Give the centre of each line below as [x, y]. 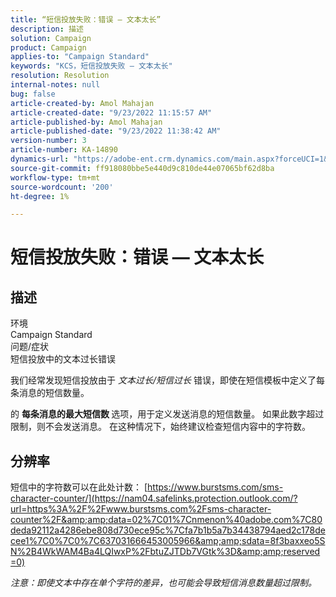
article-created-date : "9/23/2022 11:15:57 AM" [111, 112]
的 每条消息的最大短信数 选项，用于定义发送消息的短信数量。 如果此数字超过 [167, 414]
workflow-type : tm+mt [55, 177]
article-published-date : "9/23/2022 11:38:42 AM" [116, 131]
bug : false [33, 94]
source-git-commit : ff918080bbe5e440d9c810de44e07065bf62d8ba [142, 168]
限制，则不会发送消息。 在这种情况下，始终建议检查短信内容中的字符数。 [160, 427]
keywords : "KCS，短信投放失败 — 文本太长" [91, 66]
